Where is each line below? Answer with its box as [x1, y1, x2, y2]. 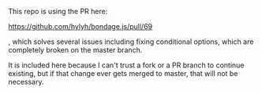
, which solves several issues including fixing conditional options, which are [8, 37, 254, 46]
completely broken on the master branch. [8, 45, 143, 54]
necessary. [8, 78, 45, 86]
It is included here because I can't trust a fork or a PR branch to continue [8, 60, 245, 70]
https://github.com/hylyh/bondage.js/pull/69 [8, 22, 152, 31]
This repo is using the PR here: [8, 7, 108, 16]
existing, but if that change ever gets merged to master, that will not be [8, 69, 238, 78]
